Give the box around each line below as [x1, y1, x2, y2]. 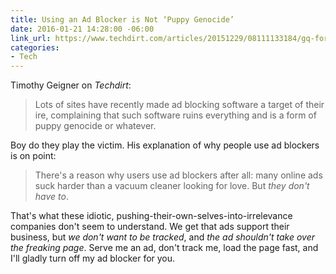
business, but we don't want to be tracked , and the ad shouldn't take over [10, 231, 316, 243]
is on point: [10, 150, 57, 162]
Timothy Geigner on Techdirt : [10, 79, 132, 91]
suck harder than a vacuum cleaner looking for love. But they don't [34, 180, 310, 192]
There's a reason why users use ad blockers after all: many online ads [34, 169, 323, 181]
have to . [34, 191, 69, 203]
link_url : [10, 33, 52, 43]
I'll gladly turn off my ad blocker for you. [10, 252, 176, 265]
